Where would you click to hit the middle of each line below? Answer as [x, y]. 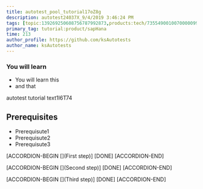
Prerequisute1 [32, 131]
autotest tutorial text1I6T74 [39, 98]
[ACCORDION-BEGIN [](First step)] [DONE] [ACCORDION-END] [85, 156]
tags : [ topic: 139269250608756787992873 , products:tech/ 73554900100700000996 [104, 23]
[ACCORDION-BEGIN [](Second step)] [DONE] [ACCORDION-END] [89, 167]
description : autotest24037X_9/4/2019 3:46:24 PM [70, 18]
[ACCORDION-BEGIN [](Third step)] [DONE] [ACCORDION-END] [86, 179]
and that [25, 86]
